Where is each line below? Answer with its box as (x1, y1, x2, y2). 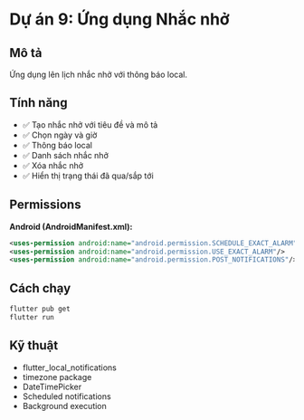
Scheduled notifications (22, 390, 111, 402)
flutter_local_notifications (22, 362, 118, 373)
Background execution (22, 400, 107, 411)
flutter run (9, 312, 54, 321)
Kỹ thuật (9, 338, 59, 353)
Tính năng (9, 95, 68, 110)
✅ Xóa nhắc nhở (22, 159, 84, 171)
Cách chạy (9, 281, 71, 296)
